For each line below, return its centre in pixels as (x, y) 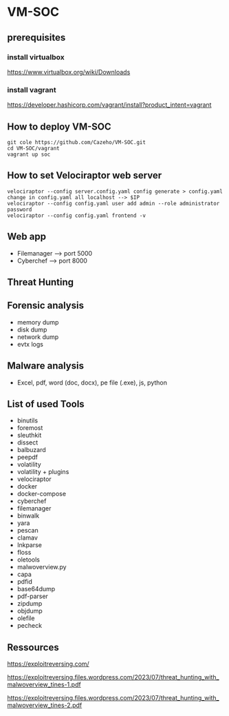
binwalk (28, 516)
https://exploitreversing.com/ (48, 664)
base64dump (36, 589)
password (20, 209)
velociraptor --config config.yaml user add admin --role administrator (113, 203)
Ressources (33, 647)
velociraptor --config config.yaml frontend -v (77, 215)
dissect (28, 442)
